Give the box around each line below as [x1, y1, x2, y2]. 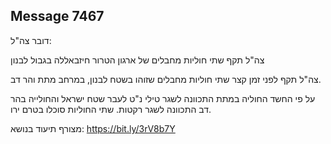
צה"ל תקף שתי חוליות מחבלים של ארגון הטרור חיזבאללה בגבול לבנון [10, 54, 265, 66]
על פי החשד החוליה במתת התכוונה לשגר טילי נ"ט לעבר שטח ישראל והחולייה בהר [10, 92, 316, 104]
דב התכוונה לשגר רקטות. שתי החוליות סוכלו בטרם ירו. [10, 103, 212, 115]
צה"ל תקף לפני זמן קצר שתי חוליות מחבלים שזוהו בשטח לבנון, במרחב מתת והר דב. [10, 73, 322, 85]
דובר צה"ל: [10, 34, 52, 46]
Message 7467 [10, 8, 105, 25]
